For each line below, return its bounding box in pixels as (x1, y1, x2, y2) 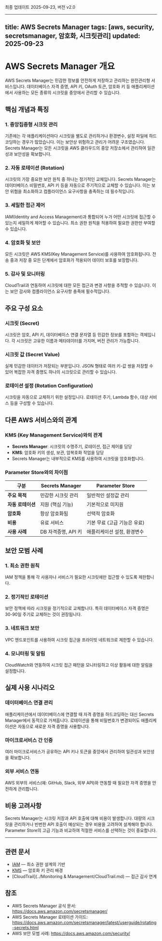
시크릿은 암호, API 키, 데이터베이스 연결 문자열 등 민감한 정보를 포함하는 (5, 332, 139, 337)
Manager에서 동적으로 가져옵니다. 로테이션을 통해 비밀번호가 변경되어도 (5, 717, 140, 723)
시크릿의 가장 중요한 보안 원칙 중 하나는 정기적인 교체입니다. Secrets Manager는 (5, 176, 156, 182)
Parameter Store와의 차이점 (5, 469, 68, 476)
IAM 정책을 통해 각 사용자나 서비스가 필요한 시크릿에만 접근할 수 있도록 (5, 574, 137, 580)
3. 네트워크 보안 (5, 625, 40, 632)
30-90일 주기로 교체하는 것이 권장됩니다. (5, 611, 82, 617)
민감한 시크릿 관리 (40, 492, 79, 499)
